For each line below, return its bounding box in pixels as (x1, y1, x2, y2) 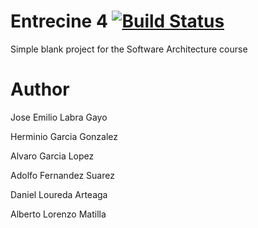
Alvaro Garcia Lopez (10, 150, 95, 162)
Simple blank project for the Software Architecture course (10, 43, 248, 55)
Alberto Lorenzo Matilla (10, 208, 107, 220)
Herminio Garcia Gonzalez (10, 130, 119, 142)
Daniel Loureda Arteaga (10, 188, 108, 200)
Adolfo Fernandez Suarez (10, 169, 115, 181)
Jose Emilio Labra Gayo (10, 111, 108, 123)
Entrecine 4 (10, 10, 108, 33)
